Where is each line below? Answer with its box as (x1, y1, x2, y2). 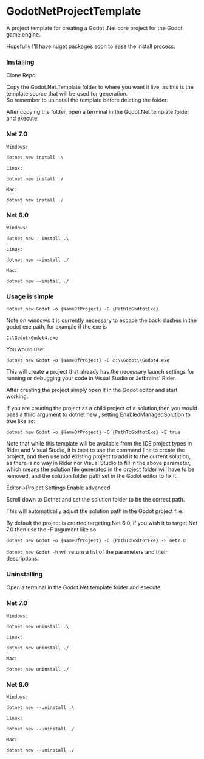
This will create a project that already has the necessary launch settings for (6, 368, 195, 376)
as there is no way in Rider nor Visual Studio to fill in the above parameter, (6, 460, 191, 467)
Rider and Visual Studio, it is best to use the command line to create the (6, 446, 185, 454)
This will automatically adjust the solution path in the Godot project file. (6, 508, 184, 515)
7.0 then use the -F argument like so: (6, 526, 98, 533)
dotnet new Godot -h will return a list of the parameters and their (6, 548, 168, 556)
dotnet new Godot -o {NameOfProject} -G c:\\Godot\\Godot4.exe (6, 357, 170, 363)
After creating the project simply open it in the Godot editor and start (6, 386, 178, 394)
